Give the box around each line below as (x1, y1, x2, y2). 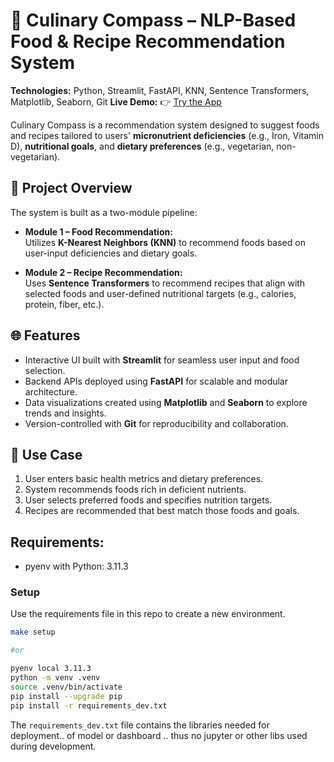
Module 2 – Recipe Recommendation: (24, 266, 183, 278)
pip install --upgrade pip (10, 691, 123, 701)
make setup (10, 627, 56, 638)
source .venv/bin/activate (10, 682, 123, 692)
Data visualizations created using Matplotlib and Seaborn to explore (24, 396, 308, 408)
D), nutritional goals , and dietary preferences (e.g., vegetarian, (10, 140, 275, 152)
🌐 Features (10, 327, 81, 344)
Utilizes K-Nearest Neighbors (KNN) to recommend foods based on (24, 236, 306, 248)
